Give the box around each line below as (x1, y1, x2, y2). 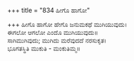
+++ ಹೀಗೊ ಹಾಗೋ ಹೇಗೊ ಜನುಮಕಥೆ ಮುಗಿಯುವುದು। (7, 21, 128, 28)
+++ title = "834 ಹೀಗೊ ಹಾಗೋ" (7, 6, 90, 14)
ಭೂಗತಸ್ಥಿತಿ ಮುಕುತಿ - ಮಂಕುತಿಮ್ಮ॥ (7, 44, 81, 52)
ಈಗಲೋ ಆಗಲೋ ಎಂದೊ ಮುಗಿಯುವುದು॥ (7, 28, 99, 36)
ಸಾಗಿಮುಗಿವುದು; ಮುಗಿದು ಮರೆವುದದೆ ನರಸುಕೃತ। (7, 36, 107, 45)
